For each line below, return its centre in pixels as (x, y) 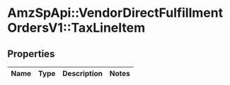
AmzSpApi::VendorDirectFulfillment (115, 13)
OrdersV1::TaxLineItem (76, 28)
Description (82, 73)
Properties (31, 54)
